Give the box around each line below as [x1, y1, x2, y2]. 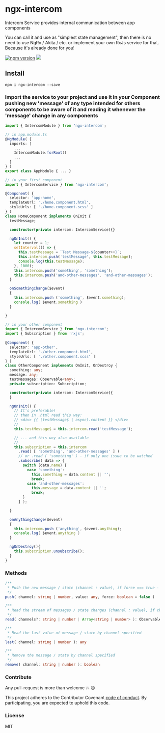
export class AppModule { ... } [5, 169, 71, 173]
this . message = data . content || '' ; [31, 485, 107, 491]
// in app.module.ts [5, 132, 48, 137]
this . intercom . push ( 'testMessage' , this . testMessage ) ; [18, 254, 133, 259]
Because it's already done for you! [5, 45, 75, 51]
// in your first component [5, 177, 63, 182]
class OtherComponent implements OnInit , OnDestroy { [5, 363, 118, 368]
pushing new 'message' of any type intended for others [5, 100, 141, 107]
